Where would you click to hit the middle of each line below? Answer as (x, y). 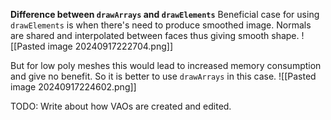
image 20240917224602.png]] (73, 87)
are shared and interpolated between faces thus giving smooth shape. (155, 35)
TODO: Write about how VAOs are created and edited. (121, 106)
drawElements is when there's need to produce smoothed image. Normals (161, 25)
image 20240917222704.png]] (110, 46)
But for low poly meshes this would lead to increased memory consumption (166, 65)
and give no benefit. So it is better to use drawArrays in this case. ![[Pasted (163, 76)
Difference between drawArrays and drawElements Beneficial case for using (165, 14)
